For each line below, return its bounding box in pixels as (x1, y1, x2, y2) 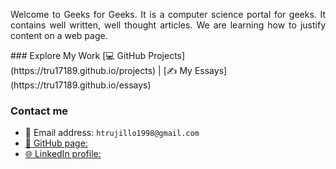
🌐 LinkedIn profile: (24, 148, 102, 160)
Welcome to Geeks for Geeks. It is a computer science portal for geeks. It (10, 9, 326, 20)
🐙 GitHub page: (24, 137, 88, 149)
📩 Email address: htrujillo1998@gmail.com (24, 127, 200, 139)
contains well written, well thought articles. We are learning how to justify (10, 19, 326, 31)
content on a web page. (10, 30, 108, 41)
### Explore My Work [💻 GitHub (10, 50, 147, 61)
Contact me (10, 104, 69, 118)
